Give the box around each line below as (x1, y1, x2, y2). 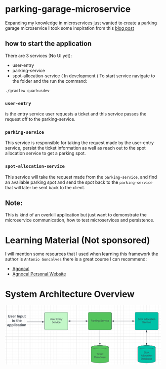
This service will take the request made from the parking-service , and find (5, 174, 157, 180)
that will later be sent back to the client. (5, 184, 85, 190)
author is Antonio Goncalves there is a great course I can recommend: (5, 256, 147, 262)
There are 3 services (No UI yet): (5, 53, 72, 58)
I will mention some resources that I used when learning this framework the (5, 251, 159, 257)
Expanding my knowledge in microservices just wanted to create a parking (5, 20, 157, 26)
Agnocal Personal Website (12, 271, 66, 277)
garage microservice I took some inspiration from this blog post (5, 25, 134, 31)
